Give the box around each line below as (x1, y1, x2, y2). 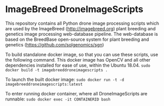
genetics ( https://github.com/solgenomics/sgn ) (5, 41, 104, 47)
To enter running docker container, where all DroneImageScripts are (5, 90, 148, 96)
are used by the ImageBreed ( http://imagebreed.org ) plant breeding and (5, 25, 156, 31)
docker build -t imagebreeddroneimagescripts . (5, 67, 108, 73)
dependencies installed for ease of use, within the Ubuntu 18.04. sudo (5, 62, 151, 68)
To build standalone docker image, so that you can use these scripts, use (5, 51, 158, 58)
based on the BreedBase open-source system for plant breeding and (5, 36, 149, 42)
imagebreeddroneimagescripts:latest (5, 82, 83, 87)
